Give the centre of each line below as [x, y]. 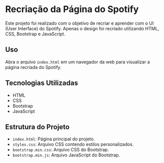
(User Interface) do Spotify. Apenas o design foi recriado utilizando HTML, [82, 28]
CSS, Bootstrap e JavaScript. [35, 34]
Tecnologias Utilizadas [42, 83]
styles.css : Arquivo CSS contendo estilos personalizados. [73, 144]
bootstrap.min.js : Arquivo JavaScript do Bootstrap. [66, 155]
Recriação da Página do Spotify [72, 9]
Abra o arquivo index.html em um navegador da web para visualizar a [77, 62]
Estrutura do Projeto [37, 127]
